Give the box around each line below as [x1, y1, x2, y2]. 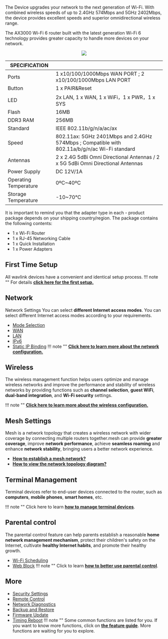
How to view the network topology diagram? [12, 461, 106, 467]
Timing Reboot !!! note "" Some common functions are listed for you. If [12, 617, 157, 623]
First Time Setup [5, 261, 58, 269]
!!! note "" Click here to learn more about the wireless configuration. [5, 402, 148, 408]
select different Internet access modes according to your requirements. [5, 312, 152, 318]
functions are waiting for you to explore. [12, 627, 95, 633]
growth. [5, 547, 21, 553]
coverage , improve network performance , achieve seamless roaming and [5, 441, 160, 447]
